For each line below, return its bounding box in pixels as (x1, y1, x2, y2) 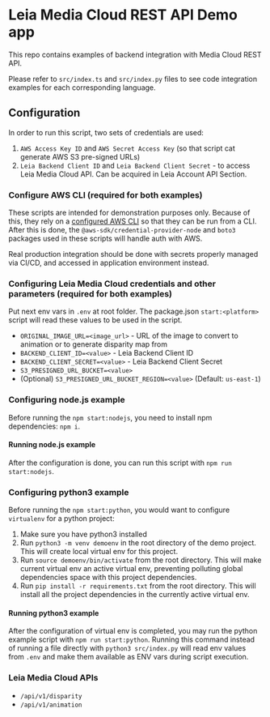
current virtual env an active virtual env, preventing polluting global (19, 564, 243, 574)
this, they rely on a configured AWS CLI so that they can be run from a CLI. (8, 216, 257, 226)
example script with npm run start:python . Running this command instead (8, 634, 255, 645)
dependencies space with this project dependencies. (19, 573, 197, 583)
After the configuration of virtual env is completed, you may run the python (8, 626, 258, 636)
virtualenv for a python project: (8, 514, 115, 523)
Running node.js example (8, 440, 96, 450)
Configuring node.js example (8, 395, 125, 406)
